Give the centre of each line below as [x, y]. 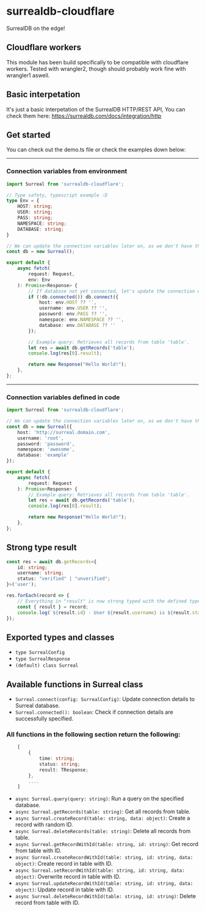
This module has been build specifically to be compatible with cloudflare [98, 62]
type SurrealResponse [42, 659]
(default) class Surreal [47, 665]
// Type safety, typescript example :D [57, 195]
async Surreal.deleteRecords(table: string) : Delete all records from [103, 831]
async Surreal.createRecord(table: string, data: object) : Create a [103, 818]
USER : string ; [35, 212]
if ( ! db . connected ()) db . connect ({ [74, 297]
